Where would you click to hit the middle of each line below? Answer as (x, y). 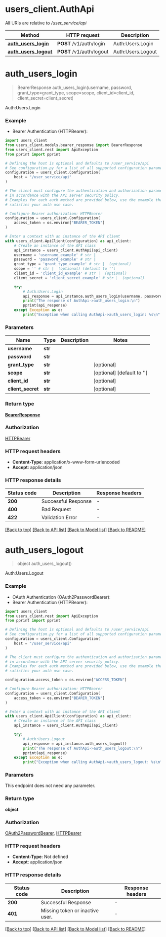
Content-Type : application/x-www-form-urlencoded (66, 462)
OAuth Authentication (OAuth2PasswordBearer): (61, 597)
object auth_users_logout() (44, 564)
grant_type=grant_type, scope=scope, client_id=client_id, (76, 92)
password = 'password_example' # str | (55, 259)
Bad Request (56, 509)
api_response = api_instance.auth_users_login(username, (83, 296)
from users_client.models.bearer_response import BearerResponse (74, 145)
